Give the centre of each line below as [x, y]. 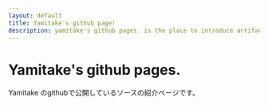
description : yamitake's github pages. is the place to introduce [121, 30]
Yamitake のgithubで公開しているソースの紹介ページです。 [104, 93]
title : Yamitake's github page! [62, 23]
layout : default [35, 16]
